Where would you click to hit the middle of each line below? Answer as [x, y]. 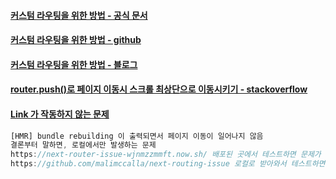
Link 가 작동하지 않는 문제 [60, 114]
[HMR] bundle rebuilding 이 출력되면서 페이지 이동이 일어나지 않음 [137, 136]
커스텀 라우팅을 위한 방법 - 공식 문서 [79, 15]
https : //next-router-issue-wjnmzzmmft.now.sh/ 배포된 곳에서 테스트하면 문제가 [166, 155]
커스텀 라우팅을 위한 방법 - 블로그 [74, 64]
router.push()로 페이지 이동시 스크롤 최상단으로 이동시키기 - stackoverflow [159, 89]
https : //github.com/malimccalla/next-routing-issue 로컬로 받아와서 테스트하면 [168, 164]
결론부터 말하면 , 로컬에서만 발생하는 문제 [83, 145]
